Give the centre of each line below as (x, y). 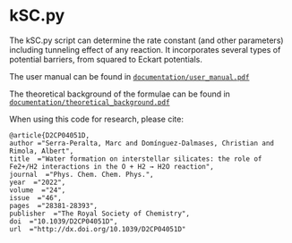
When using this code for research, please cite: (96, 119)
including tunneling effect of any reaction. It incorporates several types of (145, 49)
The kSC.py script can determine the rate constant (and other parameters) (146, 40)
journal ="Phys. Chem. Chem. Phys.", (82, 174)
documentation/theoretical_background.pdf (90, 102)
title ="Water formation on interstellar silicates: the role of (136, 159)
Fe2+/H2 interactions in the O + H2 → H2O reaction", (112, 166)
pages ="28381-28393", (54, 205)
